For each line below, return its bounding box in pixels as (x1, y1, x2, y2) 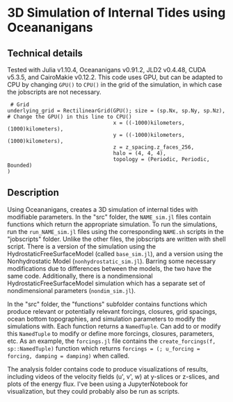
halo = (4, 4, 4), (113, 150, 167, 157)
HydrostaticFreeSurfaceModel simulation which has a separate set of (7, 279, 206, 287)
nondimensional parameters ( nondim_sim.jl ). (7, 286, 136, 294)
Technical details (7, 47, 83, 59)
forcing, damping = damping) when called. (7, 351, 130, 360)
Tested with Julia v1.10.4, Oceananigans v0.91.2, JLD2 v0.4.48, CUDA (7, 66, 207, 74)
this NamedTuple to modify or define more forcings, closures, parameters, (7, 329, 214, 337)
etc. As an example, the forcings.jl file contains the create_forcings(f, (7, 337, 216, 345)
